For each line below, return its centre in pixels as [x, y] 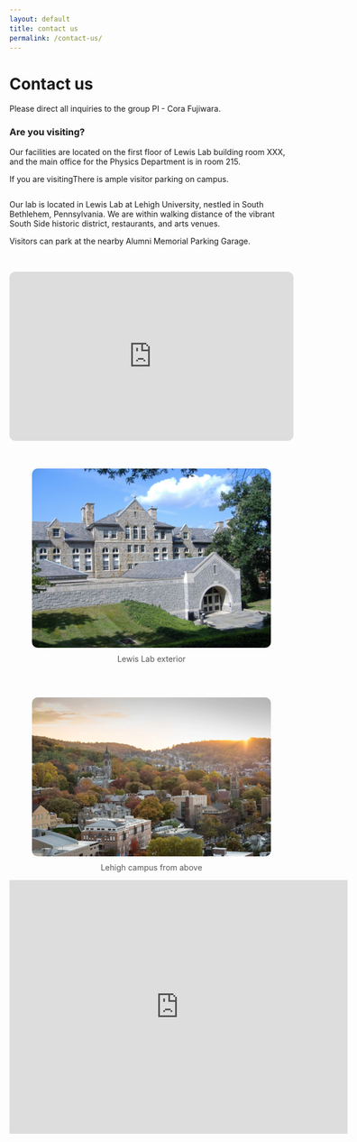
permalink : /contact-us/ [56, 38]
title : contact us [44, 28]
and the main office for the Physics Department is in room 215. [125, 161]
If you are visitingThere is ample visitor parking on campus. [119, 179]
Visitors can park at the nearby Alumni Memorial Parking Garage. [130, 241]
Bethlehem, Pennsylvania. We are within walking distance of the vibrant [142, 214]
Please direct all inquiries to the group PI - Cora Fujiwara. [115, 109]
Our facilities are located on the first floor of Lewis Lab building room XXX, [147, 152]
